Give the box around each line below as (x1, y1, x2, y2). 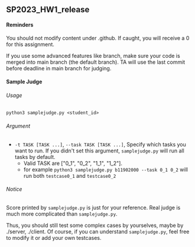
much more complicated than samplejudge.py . (6, 210, 118, 217)
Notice (6, 186, 22, 193)
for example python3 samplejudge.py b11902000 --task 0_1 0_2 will (23, 165, 188, 173)
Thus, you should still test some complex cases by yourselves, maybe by (6, 222, 184, 229)
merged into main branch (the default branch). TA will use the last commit (6, 58, 186, 66)
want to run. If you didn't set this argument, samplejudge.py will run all (14, 147, 184, 154)
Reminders (6, 21, 34, 28)
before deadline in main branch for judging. (6, 64, 112, 71)
